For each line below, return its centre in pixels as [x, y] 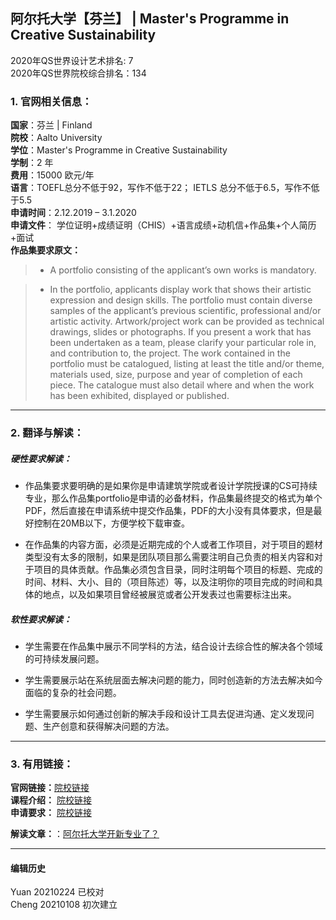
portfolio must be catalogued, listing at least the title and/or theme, [187, 364]
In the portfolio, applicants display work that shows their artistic [180, 290]
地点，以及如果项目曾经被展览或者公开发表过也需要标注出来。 [169, 594]
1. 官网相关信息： [51, 101]
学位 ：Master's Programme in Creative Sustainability [119, 150]
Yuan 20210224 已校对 [57, 892]
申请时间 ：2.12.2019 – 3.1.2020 [73, 213]
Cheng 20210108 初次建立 [64, 905]
